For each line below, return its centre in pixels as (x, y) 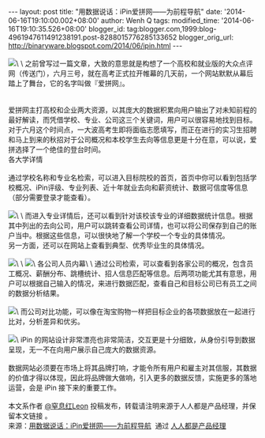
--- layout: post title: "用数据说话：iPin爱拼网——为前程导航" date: (116, 11)
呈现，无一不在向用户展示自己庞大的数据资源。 (84, 349)
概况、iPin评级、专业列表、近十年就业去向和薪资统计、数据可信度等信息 (131, 187)
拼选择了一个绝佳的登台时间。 (56, 149)
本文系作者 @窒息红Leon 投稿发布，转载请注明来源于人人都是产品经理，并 (129, 406)
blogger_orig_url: (206, 37)
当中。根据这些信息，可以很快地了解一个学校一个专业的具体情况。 (122, 235)
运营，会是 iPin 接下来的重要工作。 (64, 387)
